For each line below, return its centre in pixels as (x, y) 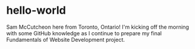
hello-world (36, 10)
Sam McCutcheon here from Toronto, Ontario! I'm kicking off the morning (98, 27)
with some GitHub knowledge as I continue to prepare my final (84, 33)
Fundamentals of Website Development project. (66, 39)
